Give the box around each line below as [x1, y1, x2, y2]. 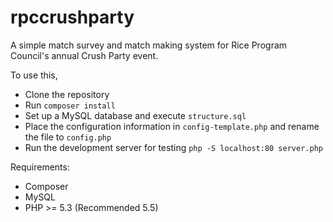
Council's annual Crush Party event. [10, 49, 159, 61]
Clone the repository [24, 88, 110, 100]
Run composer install [24, 99, 116, 111]
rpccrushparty [10, 6, 135, 29]
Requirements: [10, 161, 70, 173]
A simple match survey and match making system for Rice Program [10, 39, 288, 51]
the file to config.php [24, 131, 112, 143]
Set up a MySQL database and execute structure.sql [24, 109, 247, 121]
